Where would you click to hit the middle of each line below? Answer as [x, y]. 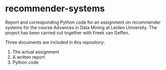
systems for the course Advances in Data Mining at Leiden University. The [81, 27]
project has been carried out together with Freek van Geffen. [67, 33]
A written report [29, 57]
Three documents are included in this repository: [55, 42]
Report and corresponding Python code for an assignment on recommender [83, 22]
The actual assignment [36, 52]
